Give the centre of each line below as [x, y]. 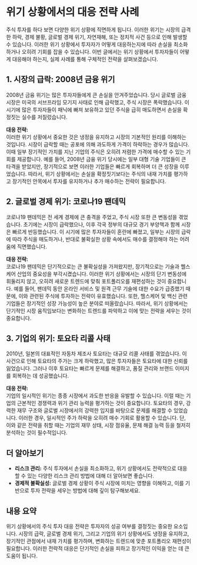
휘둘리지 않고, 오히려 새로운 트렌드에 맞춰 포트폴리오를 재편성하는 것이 [86, 281]
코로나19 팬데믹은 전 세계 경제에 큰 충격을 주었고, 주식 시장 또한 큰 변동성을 [92, 217]
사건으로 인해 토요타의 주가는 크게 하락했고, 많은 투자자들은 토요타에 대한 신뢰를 [97, 361]
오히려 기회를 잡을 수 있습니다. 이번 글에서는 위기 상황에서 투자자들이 [100, 51]
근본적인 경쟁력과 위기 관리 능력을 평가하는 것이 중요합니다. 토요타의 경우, [101, 403]
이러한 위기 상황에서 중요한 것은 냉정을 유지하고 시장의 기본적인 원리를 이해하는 [96, 137]
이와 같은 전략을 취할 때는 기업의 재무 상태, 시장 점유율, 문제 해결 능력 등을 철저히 [98, 425]
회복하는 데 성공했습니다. [41, 376]
